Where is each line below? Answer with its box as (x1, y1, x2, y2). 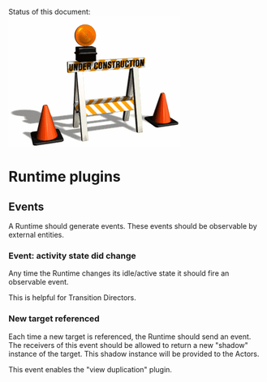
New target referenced (8, 313, 100, 324)
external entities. (8, 230, 65, 239)
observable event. (8, 277, 69, 287)
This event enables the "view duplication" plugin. (8, 364, 173, 374)
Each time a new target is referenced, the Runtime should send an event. (8, 332, 252, 341)
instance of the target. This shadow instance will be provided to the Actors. (8, 349, 260, 358)
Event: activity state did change (8, 250, 136, 261)
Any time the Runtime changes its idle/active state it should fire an (8, 268, 230, 278)
